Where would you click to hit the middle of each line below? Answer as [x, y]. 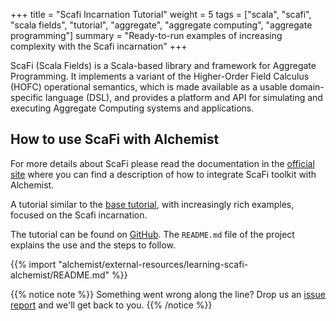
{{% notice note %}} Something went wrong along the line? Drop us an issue [168, 294]
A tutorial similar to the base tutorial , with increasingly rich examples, [152, 204]
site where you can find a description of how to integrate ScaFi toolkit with [163, 174]
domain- [307, 87]
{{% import [33, 264]
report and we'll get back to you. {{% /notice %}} [111, 305]
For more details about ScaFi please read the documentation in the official [162, 163]
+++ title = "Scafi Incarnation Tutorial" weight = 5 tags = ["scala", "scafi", [161, 14]
